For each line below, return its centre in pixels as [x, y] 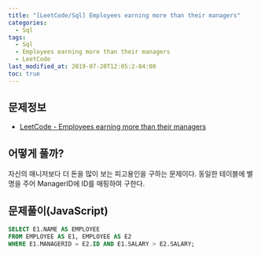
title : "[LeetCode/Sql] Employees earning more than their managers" [125, 15]
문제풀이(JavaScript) [58, 211]
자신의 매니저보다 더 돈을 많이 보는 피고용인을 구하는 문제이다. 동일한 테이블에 [127, 174]
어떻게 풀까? [36, 153]
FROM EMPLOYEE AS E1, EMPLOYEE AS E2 [70, 236]
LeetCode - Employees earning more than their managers [113, 127]
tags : [17, 37]
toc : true [24, 74]
